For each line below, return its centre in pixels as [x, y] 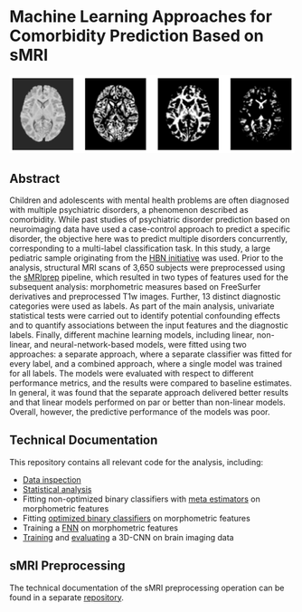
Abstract [35, 178]
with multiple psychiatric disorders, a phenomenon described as [129, 210]
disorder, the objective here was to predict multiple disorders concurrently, [148, 239]
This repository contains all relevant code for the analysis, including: [137, 462]
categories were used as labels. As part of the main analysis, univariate [142, 306]
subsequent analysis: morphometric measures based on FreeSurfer [135, 287]
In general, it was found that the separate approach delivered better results [149, 393]
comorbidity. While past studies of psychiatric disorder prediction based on [150, 220]
